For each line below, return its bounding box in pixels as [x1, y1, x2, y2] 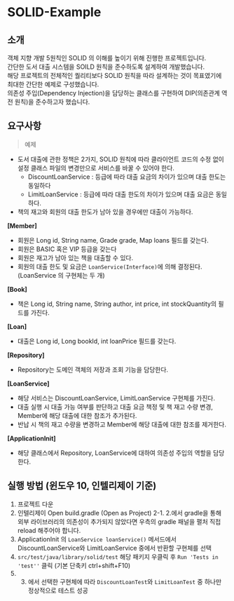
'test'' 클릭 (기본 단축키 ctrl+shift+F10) [17, 561, 131, 569]
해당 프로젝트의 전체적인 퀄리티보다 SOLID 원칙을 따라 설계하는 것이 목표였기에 [7, 72, 222, 79]
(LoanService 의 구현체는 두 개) [17, 271, 105, 279]
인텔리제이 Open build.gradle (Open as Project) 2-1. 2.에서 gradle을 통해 [17, 508, 222, 517]
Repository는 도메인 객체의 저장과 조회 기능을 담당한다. [17, 365, 169, 374]
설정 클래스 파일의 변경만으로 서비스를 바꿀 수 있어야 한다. [17, 163, 175, 172]
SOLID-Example [7, 4, 102, 20]
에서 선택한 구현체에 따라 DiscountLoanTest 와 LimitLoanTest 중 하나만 [27, 577, 222, 586]
